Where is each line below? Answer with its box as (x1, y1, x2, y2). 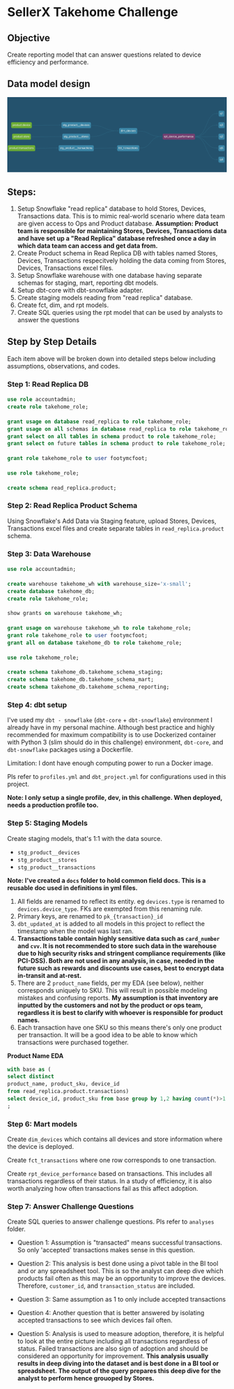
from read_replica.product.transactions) (7, 1088, 130, 1095)
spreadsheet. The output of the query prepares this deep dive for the (17, 1367, 221, 1375)
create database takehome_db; (7, 588, 95, 595)
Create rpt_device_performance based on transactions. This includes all (7, 1170, 212, 1178)
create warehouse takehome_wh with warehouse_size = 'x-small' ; (7, 580, 192, 587)
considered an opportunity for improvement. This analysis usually (17, 1352, 209, 1360)
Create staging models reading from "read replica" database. (17, 294, 193, 302)
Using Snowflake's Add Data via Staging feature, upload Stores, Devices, (7, 517, 217, 525)
